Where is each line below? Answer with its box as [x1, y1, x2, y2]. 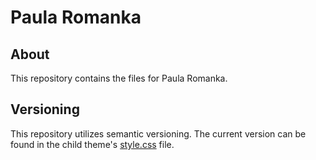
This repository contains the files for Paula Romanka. [10, 72, 228, 84]
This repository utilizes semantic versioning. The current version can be [10, 127, 307, 140]
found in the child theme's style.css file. [10, 138, 175, 150]
